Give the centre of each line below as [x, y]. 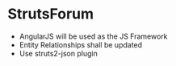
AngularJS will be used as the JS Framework [93, 36]
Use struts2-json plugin [58, 53]
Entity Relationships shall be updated [81, 44]
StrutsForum [51, 14]
